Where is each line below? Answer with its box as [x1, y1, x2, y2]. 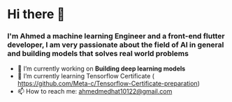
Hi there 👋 [7, 6, 65, 22]
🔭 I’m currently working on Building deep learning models [17, 64, 186, 73]
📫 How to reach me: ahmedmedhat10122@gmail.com [17, 87, 173, 96]
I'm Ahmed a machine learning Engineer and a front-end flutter [7, 31, 225, 41]
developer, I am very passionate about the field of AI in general [7, 40, 224, 50]
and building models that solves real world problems [7, 49, 189, 59]
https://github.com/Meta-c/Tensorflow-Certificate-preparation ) [17, 80, 201, 88]
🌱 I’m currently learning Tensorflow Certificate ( [17, 72, 155, 80]
